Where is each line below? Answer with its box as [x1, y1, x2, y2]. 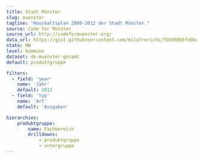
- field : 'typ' [11, 93, 50, 99]
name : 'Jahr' [17, 81, 50, 87]
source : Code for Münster [6, 25, 71, 32]
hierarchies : [6, 115, 39, 121]
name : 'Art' [17, 98, 47, 104]
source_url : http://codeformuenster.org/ [6, 31, 112, 37]
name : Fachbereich [28, 126, 74, 132]
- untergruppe [38, 143, 74, 149]
